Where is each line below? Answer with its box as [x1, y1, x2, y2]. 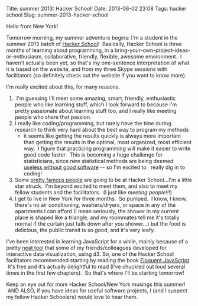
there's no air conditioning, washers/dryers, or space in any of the [14, 201, 176, 209]
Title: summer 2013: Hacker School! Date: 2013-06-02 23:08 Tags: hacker [6, 5, 187, 12]
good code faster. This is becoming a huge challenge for [23, 151, 163, 158]
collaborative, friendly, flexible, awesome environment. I [44, 53, 182, 60]
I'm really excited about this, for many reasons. [6, 83, 120, 90]
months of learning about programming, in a [6, 47, 113, 54]
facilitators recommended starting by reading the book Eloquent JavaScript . [6, 257, 191, 263]
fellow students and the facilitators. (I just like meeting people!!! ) [14, 189, 173, 196]
